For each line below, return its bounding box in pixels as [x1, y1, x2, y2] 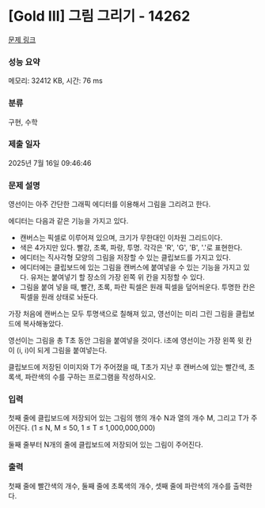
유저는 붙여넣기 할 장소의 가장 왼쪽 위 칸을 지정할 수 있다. [30, 273, 206, 282]
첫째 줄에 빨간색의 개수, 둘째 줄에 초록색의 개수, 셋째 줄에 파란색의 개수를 [8, 481, 232, 491]
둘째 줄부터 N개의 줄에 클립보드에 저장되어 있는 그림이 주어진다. [8, 440, 203, 450]
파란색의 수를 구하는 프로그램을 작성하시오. [25, 372, 157, 382]
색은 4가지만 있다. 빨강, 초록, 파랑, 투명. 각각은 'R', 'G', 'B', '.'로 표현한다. [19, 243, 243, 253]
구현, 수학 [8, 117, 38, 126]
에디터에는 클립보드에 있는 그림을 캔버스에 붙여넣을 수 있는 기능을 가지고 [19, 262, 242, 273]
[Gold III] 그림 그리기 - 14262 [8, 7, 191, 25]
